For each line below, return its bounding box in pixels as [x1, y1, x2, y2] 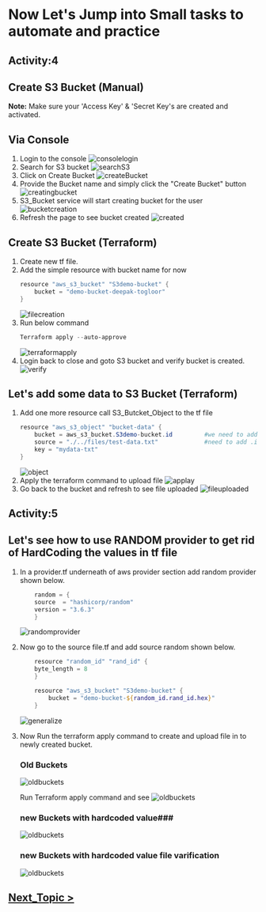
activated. [8, 110, 41, 119]
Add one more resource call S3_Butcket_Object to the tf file [19, 408, 214, 418]
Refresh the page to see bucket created [19, 213, 150, 222]
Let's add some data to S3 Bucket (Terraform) [8, 387, 238, 400]
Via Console [8, 133, 70, 146]
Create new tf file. [19, 257, 78, 267]
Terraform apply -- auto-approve [19, 333, 127, 341]
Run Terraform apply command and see [19, 793, 150, 802]
